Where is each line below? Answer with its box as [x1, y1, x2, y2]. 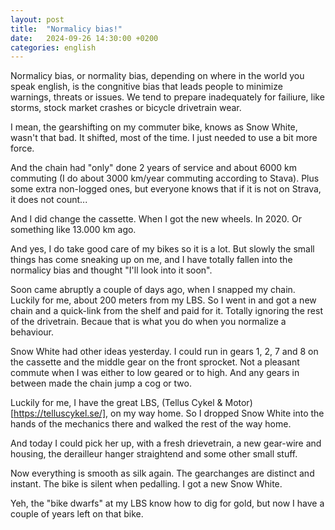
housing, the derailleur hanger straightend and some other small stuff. [10, 448, 298, 460]
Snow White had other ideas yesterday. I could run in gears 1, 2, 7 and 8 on [10, 346, 319, 358]
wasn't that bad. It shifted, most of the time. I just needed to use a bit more [10, 132, 318, 144]
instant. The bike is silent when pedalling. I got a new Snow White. [10, 478, 283, 490]
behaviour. [10, 326, 55, 338]
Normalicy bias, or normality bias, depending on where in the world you [10, 70, 305, 82]
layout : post [10, 14, 65, 25]
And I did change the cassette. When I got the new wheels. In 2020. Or [10, 213, 303, 225]
